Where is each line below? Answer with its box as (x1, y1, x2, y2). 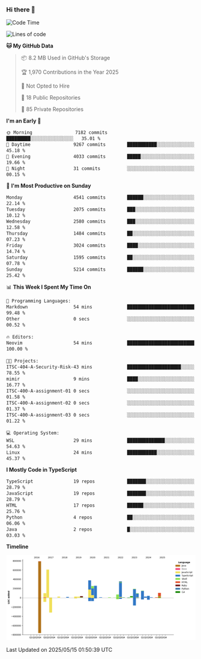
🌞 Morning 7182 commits (6, 130, 108, 136)
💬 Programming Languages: (6, 298, 71, 304)
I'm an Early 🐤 (6, 117, 41, 125)
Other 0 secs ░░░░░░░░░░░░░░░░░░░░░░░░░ (6, 316, 195, 322)
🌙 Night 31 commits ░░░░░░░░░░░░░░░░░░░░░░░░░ (6, 166, 195, 172)
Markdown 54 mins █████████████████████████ (6, 304, 195, 310)
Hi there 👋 (6, 5, 36, 14)
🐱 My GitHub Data (6, 42, 54, 50)
